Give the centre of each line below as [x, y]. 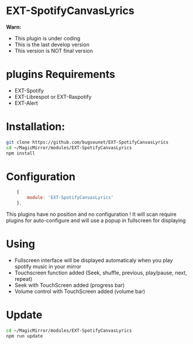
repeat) [23, 278]
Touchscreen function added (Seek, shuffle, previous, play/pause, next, [101, 273]
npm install [20, 153]
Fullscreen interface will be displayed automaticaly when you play [94, 260]
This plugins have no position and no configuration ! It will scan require [91, 214]
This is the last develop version [52, 44]
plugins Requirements [61, 75]
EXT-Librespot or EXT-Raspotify [53, 97]
